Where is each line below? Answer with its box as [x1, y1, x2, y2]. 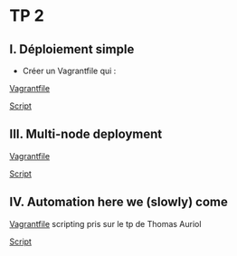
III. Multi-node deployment [9, 127, 163, 142]
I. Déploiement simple [9, 42, 135, 57]
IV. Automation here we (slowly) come [9, 194, 228, 210]
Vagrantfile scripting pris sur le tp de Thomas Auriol [9, 218, 202, 229]
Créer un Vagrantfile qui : [22, 65, 117, 76]
